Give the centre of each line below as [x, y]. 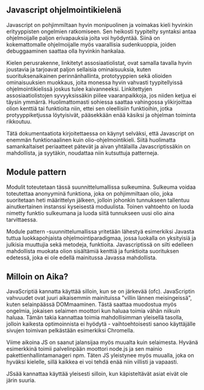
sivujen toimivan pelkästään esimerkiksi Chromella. [71, 331]
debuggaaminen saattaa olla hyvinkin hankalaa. [66, 51]
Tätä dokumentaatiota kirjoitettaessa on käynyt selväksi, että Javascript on [100, 133]
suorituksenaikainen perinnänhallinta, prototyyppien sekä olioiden [89, 75]
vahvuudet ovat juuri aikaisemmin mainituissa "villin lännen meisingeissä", [99, 298]
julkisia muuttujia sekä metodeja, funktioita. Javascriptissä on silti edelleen [100, 244]
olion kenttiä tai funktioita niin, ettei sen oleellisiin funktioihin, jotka [89, 108]
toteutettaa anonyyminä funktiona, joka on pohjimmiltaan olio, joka [90, 193]
